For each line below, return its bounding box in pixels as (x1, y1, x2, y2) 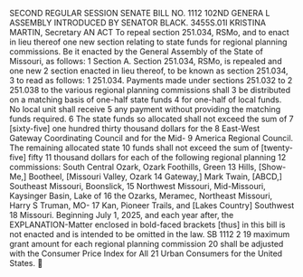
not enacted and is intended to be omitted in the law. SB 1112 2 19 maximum (9, 229, 290, 239)
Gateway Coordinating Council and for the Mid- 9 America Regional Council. (9, 133, 294, 143)
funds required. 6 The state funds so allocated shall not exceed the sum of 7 (9, 113, 294, 124)
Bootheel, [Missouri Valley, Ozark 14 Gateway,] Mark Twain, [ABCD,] (28, 171, 283, 182)
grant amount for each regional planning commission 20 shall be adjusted (9, 239, 284, 249)
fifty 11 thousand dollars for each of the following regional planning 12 (28, 152, 287, 162)
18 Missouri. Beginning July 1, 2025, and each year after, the (9, 210, 234, 220)
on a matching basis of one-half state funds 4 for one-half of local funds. (9, 94, 282, 105)
